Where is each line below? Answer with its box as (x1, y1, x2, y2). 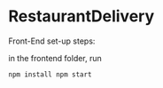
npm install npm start (8, 69, 92, 79)
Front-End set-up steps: (8, 36, 96, 46)
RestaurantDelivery (8, 6, 155, 27)
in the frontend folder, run (8, 52, 103, 63)
